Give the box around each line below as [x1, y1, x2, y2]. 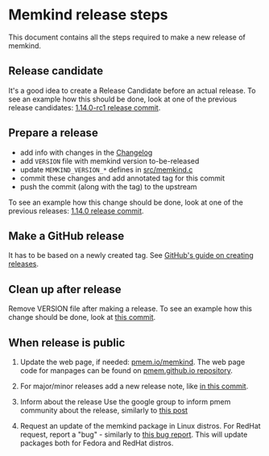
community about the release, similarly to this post [19, 405, 188, 415]
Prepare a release [8, 126, 98, 140]
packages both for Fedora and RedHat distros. [19, 438, 174, 448]
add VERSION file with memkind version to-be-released [19, 155, 200, 166]
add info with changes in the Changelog [19, 147, 153, 157]
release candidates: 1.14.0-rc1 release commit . [8, 102, 161, 112]
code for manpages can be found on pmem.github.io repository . [19, 366, 234, 375]
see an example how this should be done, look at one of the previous [8, 94, 238, 104]
